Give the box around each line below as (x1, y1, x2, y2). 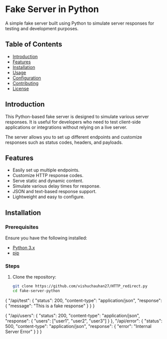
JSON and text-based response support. (12, 189, 97, 195)
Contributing (12, 80, 39, 86)
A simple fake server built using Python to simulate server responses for (5, 20, 154, 26)
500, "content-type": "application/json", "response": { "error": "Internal (5, 323, 152, 329)
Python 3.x (12, 245, 35, 251)
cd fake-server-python (12, 288, 60, 294)
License (12, 86, 29, 92)
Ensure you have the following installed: (5, 235, 88, 241)
